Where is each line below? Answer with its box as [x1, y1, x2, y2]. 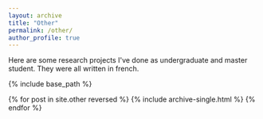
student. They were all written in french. [8, 64, 139, 74]
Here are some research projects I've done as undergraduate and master [8, 56, 248, 65]
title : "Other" [8, 19, 59, 27]
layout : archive [8, 11, 62, 20]
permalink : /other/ [8, 26, 73, 34]
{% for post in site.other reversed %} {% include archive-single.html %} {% [8, 94, 256, 104]
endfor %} [8, 103, 42, 113]
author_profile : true [8, 33, 80, 42]
